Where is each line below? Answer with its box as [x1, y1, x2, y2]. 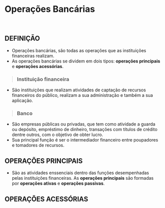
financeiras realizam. [11, 53, 55, 59]
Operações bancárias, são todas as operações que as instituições [11, 47, 146, 53]
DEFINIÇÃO [4, 34, 40, 43]
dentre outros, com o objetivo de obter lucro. [11, 132, 103, 138]
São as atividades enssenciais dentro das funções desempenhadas [11, 170, 149, 176]
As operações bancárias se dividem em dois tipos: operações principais [11, 58, 161, 64]
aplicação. [11, 98, 33, 104]
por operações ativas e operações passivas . [11, 180, 105, 187]
